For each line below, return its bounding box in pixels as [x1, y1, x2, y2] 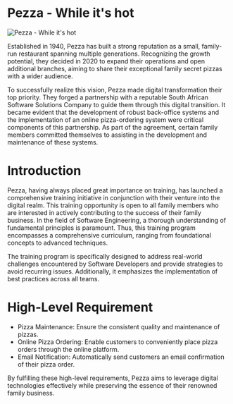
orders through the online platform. [17, 345, 120, 353]
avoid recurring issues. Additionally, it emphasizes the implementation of [7, 267, 218, 276]
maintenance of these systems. [7, 137, 99, 146]
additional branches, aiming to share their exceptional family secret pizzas [7, 64, 223, 73]
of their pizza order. [17, 360, 75, 368]
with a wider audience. [7, 72, 73, 80]
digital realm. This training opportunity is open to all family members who [7, 201, 220, 209]
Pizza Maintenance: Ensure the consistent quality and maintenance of [17, 322, 220, 331]
